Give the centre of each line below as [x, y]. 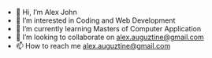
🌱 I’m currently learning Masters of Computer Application [108, 29]
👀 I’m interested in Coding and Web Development [95, 20]
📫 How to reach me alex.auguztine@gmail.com [93, 46]
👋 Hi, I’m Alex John [46, 12]
